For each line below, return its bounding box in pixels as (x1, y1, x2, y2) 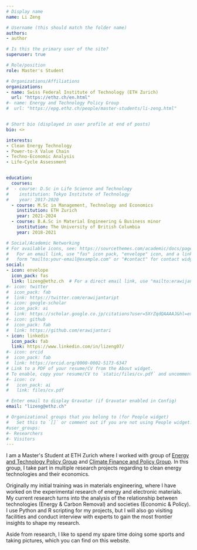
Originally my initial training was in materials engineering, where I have (6, 482, 176, 489)
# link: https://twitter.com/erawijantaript (6, 295, 119, 301)
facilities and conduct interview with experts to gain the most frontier (6, 513, 173, 520)
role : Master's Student (6, 68, 64, 73)
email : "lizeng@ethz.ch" (6, 403, 67, 410)
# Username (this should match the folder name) (6, 25, 127, 31)
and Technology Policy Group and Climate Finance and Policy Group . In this (6, 458, 189, 465)
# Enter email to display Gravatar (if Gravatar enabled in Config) (6, 398, 177, 404)
